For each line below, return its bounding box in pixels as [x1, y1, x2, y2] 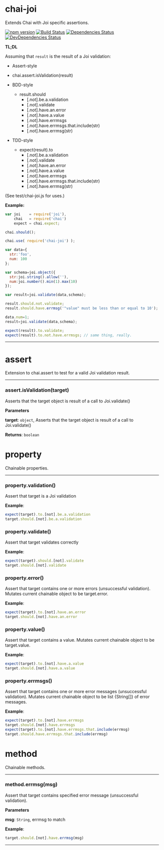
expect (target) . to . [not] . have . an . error [5, 610, 86, 615]
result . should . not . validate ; [5, 301, 64, 306]
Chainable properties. [5, 465, 49, 471]
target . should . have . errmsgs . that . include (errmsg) [5, 731, 108, 736]
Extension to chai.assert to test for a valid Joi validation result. [5, 370, 130, 376]
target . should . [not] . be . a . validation [5, 516, 82, 522]
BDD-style [12, 82, 33, 88]
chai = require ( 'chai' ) [14, 216, 67, 221]
